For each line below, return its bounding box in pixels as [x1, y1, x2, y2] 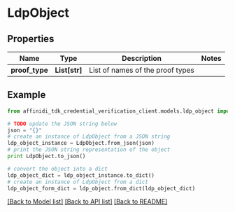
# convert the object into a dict [7, 165, 108, 172]
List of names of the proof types [89, 65, 194, 75]
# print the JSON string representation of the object [7, 146, 171, 153]
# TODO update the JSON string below [7, 120, 117, 127]
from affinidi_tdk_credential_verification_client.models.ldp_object [7, 107, 215, 115]
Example [7, 89, 46, 101]
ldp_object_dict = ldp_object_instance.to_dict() [7, 171, 155, 179]
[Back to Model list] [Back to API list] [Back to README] [7, 197, 168, 206]
